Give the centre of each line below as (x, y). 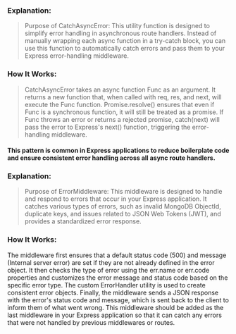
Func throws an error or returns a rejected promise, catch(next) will (122, 119)
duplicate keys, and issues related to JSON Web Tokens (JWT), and (123, 214)
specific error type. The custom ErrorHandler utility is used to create (106, 285)
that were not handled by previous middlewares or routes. (91, 322)
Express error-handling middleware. (76, 56)
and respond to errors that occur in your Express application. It (116, 199)
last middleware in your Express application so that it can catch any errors (114, 315)
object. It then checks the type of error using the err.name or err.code (108, 270)
